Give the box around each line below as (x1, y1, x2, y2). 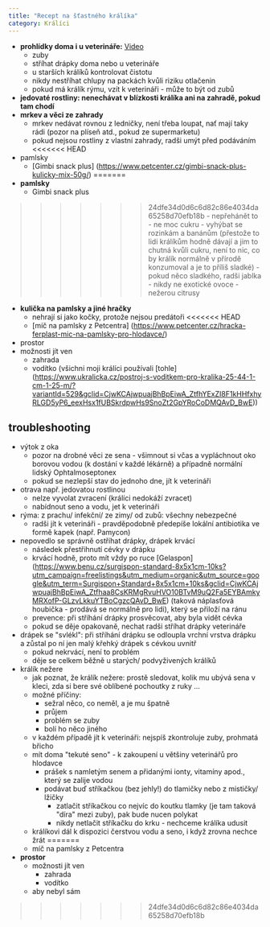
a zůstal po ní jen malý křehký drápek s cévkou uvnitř (19, 639, 197, 649)
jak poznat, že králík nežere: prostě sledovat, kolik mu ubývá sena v (31, 673, 256, 682)
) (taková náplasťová (166, 596, 235, 606)
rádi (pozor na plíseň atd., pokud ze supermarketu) (31, 126, 201, 137)
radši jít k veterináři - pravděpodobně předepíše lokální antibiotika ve (31, 519, 260, 529)
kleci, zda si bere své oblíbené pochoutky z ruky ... (31, 682, 201, 691)
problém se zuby (43, 715, 100, 725)
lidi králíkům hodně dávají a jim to (148, 237, 259, 246)
